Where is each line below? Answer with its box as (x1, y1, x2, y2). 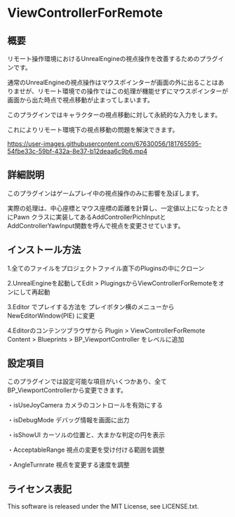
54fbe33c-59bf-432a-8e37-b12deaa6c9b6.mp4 (7, 147, 148, 155)
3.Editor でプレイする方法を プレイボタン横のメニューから (7, 302, 175, 311)
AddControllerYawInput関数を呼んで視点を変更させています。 (7, 221, 184, 229)
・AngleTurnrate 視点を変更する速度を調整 (7, 461, 130, 469)
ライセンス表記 (7, 483, 72, 495)
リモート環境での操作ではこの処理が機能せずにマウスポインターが (37, 87, 229, 95)
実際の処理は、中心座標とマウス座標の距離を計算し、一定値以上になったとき (7, 203, 229, 212)
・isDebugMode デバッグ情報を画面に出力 (7, 416, 130, 424)
